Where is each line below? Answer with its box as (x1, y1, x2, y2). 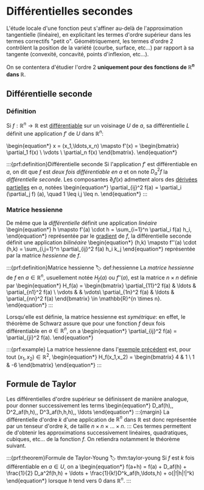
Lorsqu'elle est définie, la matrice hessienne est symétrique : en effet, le (6, 313, 186, 320)
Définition (6, 107, 37, 115)
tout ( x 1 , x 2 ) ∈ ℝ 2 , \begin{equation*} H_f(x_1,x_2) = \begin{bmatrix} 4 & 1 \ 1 (6, 353, 195, 362)
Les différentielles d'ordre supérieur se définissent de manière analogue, (6, 395, 189, 403)
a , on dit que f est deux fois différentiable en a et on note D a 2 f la (6, 167, 168, 177)
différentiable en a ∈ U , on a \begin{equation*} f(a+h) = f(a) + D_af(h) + (6, 463, 187, 470)
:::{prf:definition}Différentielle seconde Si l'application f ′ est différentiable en (6, 160, 198, 167)
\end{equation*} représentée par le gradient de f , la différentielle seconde (6, 232, 192, 240)
